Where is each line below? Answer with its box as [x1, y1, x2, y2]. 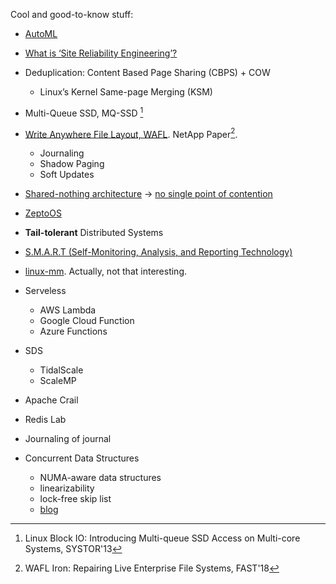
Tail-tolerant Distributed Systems [24, 227, 164, 239]
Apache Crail [24, 394, 79, 406]
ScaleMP [39, 375, 77, 387]
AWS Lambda [39, 304, 97, 316]
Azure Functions [39, 325, 108, 338]
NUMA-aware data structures [39, 472, 162, 484]
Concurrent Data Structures [24, 452, 140, 464]
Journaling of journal [24, 433, 112, 445]
